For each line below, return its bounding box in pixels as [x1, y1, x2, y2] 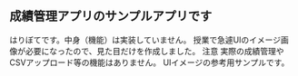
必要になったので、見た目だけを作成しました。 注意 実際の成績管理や [25, 45, 284, 56]
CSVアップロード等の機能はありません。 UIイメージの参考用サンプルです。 [9, 57, 290, 68]
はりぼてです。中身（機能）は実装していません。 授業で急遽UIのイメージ [9, 34, 282, 45]
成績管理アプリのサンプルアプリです [9, 8, 213, 24]
